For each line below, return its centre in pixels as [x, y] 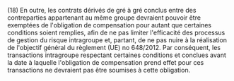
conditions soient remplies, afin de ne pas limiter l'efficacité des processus [116, 32]
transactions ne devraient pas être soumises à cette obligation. [99, 70]
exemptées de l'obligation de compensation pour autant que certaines [110, 25]
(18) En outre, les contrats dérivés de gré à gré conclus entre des [102, 10]
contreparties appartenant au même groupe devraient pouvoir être [104, 18]
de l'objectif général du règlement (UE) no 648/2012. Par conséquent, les [114, 48]
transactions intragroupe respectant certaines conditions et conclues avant [117, 55]
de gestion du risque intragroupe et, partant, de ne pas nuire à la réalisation [117, 40]
